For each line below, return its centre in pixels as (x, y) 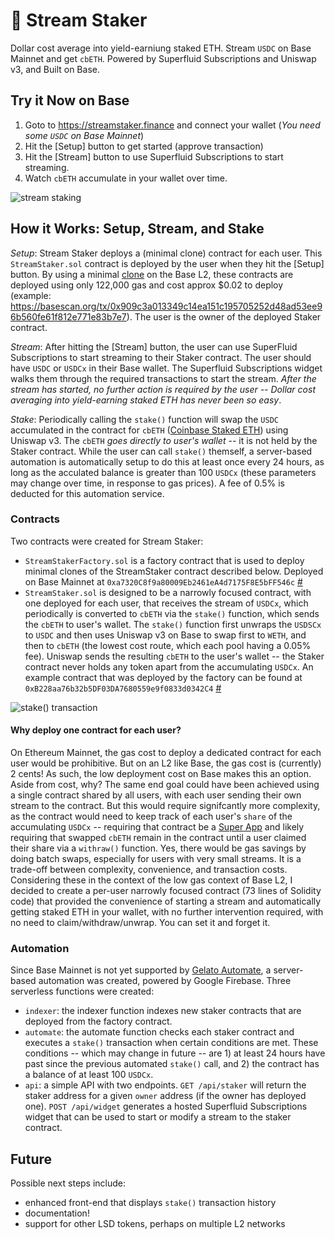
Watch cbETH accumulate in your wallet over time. (126, 178)
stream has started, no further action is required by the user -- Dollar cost (163, 389)
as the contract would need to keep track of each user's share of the (151, 816)
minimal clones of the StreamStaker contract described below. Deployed (174, 571)
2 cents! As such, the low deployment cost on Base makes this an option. (161, 774)
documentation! (57, 1213)
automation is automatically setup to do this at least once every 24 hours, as (167, 461)
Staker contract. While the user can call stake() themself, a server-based (161, 451)
